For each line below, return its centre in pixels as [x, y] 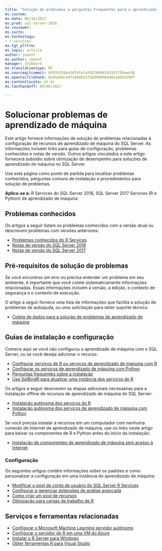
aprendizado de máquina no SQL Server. [45, 164]
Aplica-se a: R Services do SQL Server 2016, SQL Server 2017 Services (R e [81, 193]
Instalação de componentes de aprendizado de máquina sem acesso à [82, 442]
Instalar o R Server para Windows [45, 538]
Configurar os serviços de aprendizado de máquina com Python [76, 369]
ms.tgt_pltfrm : [20, 46]
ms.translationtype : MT [29, 69]
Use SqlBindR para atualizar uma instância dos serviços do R [73, 379]
